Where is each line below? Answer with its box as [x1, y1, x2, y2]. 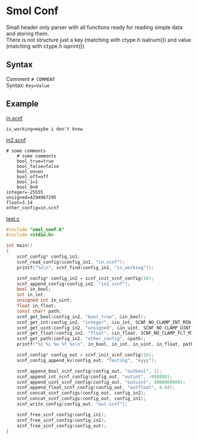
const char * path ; [16, 308, 62, 314]
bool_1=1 [16, 179, 38, 185]
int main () [6, 242, 33, 249]
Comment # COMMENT [6, 75, 55, 82]
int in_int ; [16, 292, 46, 298]
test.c [6, 215, 20, 222]
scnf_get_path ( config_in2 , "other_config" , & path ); [16, 336, 146, 342]
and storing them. [6, 30, 49, 37]
